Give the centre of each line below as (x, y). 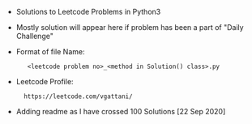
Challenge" (35, 36)
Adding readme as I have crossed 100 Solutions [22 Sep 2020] (121, 111)
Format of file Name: (50, 51)
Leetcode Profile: (45, 81)
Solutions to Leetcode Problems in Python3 (88, 12)
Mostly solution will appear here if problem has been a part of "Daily (130, 27)
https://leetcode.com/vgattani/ (78, 96)
